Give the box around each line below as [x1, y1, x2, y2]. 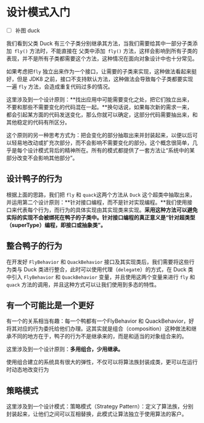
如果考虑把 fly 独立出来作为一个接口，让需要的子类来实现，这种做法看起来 [6, 68, 192, 75]
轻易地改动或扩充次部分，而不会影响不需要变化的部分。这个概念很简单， [11, 139, 192, 146]
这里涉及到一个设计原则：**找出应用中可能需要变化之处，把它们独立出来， [6, 96, 193, 103]
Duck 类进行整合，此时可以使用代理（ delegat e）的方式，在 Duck [23, 265, 187, 273]
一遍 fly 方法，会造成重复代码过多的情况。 [6, 83, 114, 90]
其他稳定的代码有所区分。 [6, 119, 70, 126]
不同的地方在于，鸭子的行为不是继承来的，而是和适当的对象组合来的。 [11, 333, 187, 340]
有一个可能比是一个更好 [6, 300, 94, 311]
